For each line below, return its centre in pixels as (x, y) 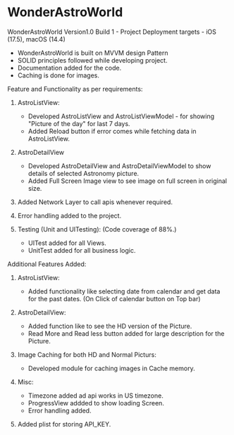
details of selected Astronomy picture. (84, 173)
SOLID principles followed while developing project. (92, 60)
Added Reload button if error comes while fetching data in (112, 131)
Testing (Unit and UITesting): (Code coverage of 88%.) (97, 229)
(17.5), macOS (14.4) (36, 39)
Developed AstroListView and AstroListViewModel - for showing (121, 116)
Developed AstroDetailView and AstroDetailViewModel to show (119, 165)
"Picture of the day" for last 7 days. (79, 123)
